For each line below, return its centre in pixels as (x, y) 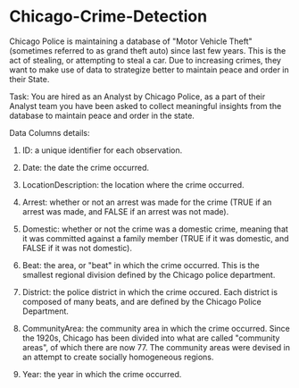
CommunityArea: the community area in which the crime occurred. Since (156, 328)
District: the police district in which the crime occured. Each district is (150, 291)
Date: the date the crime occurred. (86, 167)
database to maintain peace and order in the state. (102, 115)
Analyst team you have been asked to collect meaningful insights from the (145, 105)
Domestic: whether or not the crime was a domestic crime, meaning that (155, 229)
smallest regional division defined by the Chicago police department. (149, 274)
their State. (29, 79)
